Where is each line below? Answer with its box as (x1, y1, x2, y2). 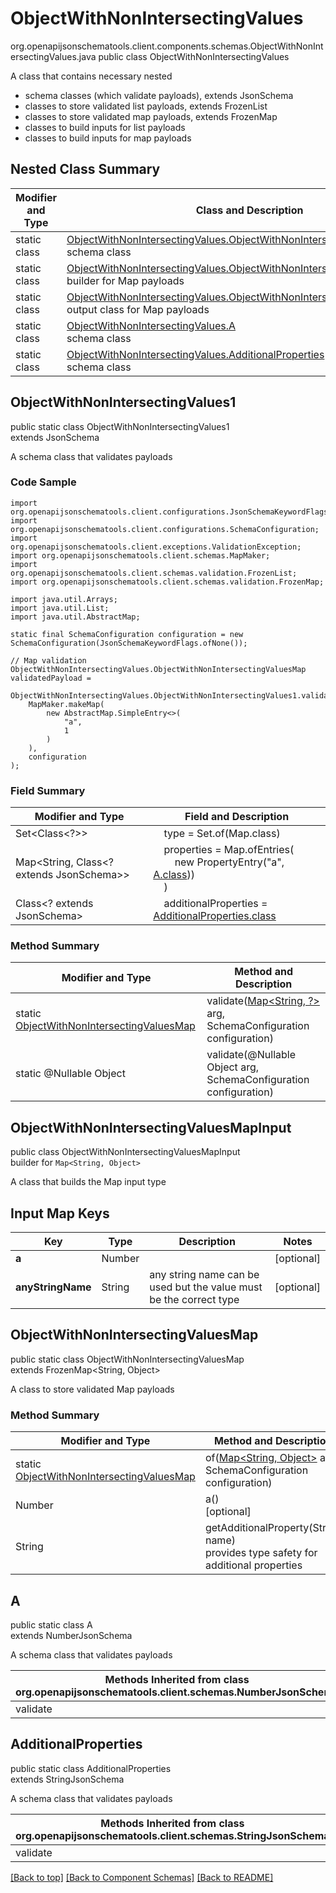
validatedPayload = (10, 673, 92, 683)
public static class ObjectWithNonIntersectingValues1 (10, 420, 230, 432)
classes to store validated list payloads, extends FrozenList (24, 100, 268, 112)
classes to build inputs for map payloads (24, 132, 192, 144)
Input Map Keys (10, 1205, 110, 1222)
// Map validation (10, 655, 87, 666)
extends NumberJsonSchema (10, 1630, 133, 1641)
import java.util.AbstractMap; (10, 612, 141, 622)
